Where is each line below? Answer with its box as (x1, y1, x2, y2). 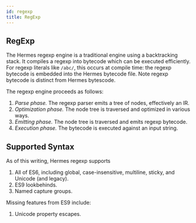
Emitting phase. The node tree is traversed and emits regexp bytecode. (14, 119, 188, 126)
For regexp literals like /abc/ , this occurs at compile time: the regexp (6, 64, 172, 71)
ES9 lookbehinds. (14, 181, 58, 189)
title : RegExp (6, 14, 41, 20)
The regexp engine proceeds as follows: (6, 88, 104, 95)
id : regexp (6, 8, 33, 15)
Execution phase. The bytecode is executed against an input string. (14, 124, 178, 132)
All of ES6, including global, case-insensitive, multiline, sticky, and (14, 169, 175, 176)
